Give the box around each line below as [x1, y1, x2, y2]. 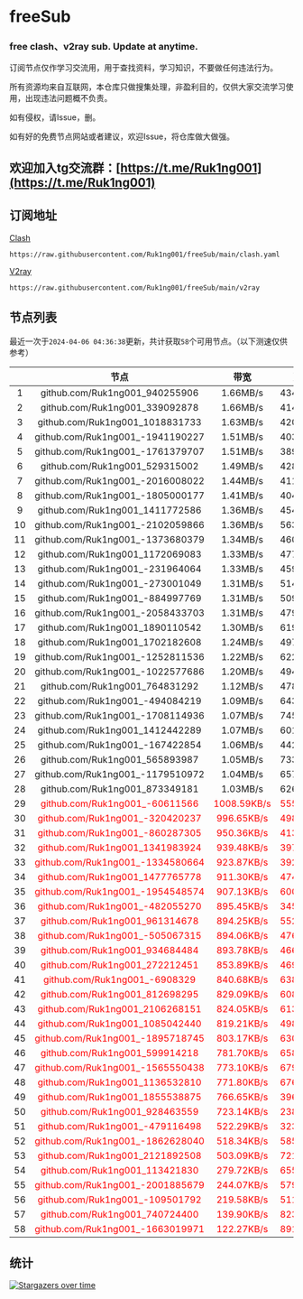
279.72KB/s [216, 1164, 269, 1176]
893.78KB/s [216, 943, 269, 956]
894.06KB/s [216, 929, 269, 942]
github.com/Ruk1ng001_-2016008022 [34, 474, 205, 487]
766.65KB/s [216, 1090, 269, 1103]
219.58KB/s [216, 1193, 269, 1206]
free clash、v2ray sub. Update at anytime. [9, 41, 198, 53]
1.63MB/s [220, 415, 264, 428]
